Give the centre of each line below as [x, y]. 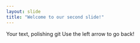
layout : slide [24, 11]
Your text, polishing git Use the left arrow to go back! [70, 34]
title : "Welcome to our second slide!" [55, 17]
